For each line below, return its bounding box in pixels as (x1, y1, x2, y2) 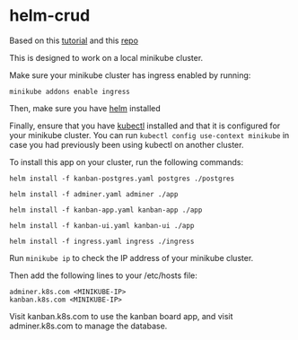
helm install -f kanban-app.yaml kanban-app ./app (9, 205, 203, 214)
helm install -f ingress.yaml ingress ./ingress (9, 237, 195, 246)
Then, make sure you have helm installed (9, 102, 162, 113)
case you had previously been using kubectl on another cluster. (9, 139, 244, 150)
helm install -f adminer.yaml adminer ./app (9, 189, 179, 198)
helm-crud (9, 5, 91, 26)
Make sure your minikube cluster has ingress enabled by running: (9, 69, 251, 81)
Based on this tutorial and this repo (9, 35, 139, 46)
